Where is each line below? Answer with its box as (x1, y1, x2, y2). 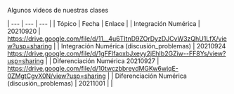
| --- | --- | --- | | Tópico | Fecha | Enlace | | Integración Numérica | (7, 20, 200, 27)
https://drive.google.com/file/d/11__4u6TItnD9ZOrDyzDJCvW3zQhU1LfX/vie (7, 34, 227, 43)
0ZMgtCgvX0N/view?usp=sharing (7, 72, 107, 80)
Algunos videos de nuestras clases (7, 6, 109, 14)
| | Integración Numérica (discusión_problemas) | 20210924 (53, 42, 226, 50)
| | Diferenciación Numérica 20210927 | (45, 57, 160, 65)
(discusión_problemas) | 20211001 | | (7, 79, 114, 87)
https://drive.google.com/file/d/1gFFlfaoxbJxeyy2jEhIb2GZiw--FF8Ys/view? (7, 49, 226, 58)
